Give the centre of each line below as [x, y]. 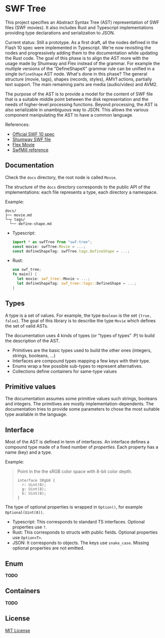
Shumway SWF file [31, 139]
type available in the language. [36, 414]
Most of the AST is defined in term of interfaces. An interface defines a [77, 442]
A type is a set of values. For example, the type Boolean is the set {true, [79, 315]
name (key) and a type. [29, 452]
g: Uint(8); [34, 489]
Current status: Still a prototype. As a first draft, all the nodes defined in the [82, 42]
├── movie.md [19, 215]
